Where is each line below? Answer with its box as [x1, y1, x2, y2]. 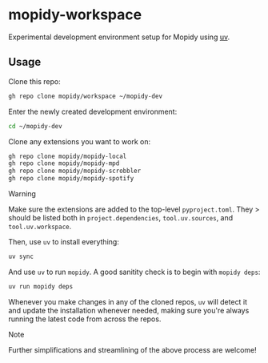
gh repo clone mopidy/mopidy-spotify [8, 175, 134, 183]
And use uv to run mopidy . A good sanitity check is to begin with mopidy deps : [8, 267, 261, 276]
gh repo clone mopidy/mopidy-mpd [8, 159, 120, 167]
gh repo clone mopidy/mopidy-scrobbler [8, 167, 142, 175]
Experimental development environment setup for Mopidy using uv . [8, 32, 230, 42]
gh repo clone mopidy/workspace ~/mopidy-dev [8, 92, 162, 100]
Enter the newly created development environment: [8, 107, 178, 116]
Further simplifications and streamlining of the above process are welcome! [8, 345, 258, 354]
